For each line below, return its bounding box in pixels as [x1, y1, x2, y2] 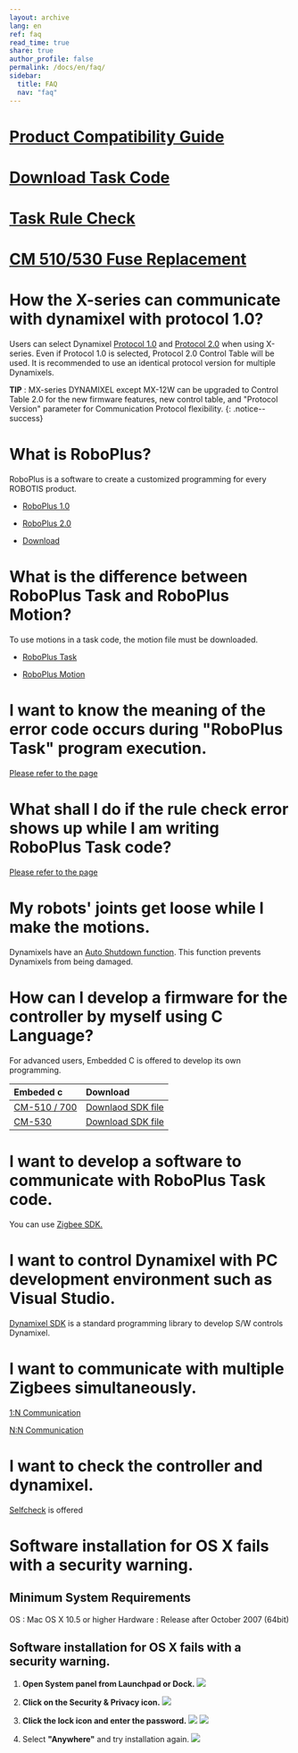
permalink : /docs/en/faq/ [9, 64, 105, 72]
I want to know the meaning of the [9, 700, 266, 721]
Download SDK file [86, 1115, 165, 1128]
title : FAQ [17, 80, 58, 89]
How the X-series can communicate [9, 290, 281, 310]
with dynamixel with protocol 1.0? [9, 309, 264, 329]
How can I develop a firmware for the [9, 987, 288, 1008]
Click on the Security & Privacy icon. [21, 1697, 161, 1708]
